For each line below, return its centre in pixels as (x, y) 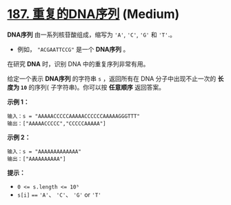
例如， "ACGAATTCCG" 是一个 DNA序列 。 (73, 49)
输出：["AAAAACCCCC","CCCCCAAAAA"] (57, 124)
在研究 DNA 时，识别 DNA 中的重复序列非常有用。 (78, 64)
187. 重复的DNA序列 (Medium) (93, 14)
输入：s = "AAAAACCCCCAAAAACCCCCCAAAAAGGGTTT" (73, 116)
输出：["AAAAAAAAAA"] (37, 159)
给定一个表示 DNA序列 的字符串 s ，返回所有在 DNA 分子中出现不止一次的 (112, 78)
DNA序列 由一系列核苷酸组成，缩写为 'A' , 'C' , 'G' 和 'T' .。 (91, 35)
